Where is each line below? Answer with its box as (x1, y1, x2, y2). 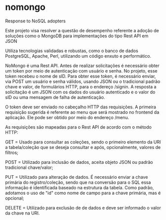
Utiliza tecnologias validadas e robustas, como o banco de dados (5, 48, 139, 54)
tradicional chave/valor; (5, 164, 54, 170)
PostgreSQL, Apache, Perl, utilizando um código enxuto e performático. (5, 53, 152, 59)
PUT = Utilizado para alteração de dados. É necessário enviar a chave (5, 174, 148, 180)
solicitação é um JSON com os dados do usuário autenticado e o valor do (5, 89, 156, 95)
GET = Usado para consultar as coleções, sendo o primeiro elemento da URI (5, 139, 161, 145)
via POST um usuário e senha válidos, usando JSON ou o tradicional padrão (5, 78, 161, 84)
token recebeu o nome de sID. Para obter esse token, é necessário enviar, (5, 73, 156, 79)
